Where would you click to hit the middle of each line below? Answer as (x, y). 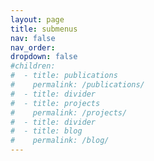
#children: (33, 66)
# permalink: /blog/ (60, 141)
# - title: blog (46, 131)
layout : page (37, 19)
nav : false (33, 38)
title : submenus (44, 29)
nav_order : (33, 47)
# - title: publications (64, 76)
